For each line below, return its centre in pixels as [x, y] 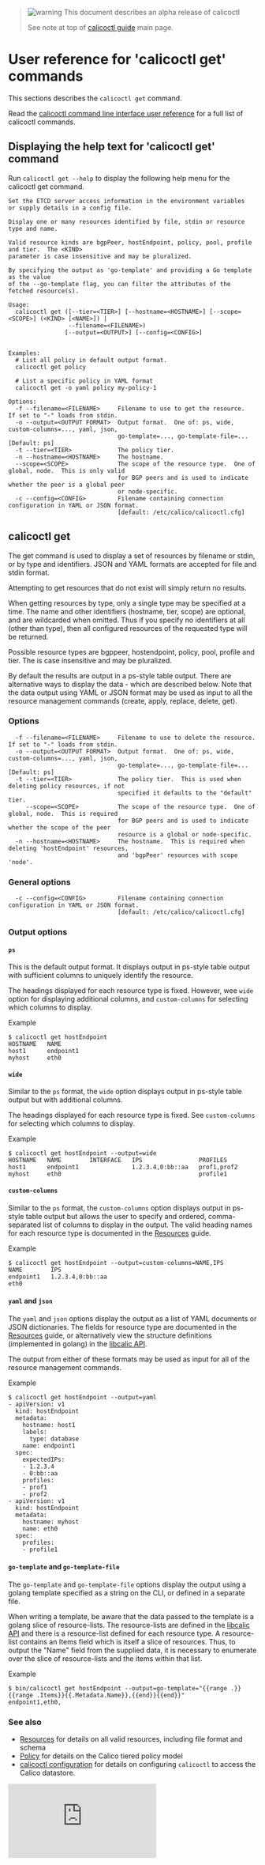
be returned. [28, 636]
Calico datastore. [47, 1773]
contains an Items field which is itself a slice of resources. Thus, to [127, 1642]
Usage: [19, 304]
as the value [30, 277]
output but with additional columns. [65, 1100]
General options [39, 882]
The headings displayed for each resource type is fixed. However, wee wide [131, 991]
